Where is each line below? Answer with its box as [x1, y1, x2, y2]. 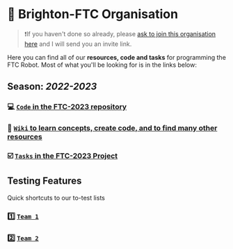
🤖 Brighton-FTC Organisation [7, 6, 179, 22]
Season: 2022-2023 [7, 81, 97, 93]
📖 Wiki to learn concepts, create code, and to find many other [7, 123, 218, 133]
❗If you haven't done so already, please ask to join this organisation [24, 29, 216, 38]
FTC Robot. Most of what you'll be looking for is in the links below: [7, 61, 197, 69]
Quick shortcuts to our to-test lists [7, 193, 106, 202]
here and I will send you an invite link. [24, 40, 132, 48]
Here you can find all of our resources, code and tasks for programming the [7, 53, 226, 61]
